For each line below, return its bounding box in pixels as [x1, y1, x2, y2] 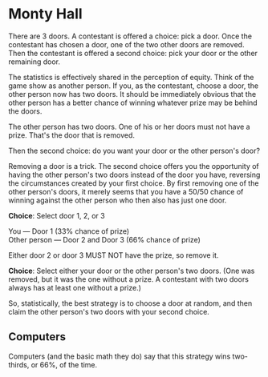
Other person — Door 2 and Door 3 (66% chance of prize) [8, 235, 201, 244]
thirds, [8, 359, 30, 369]
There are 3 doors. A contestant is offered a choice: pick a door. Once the [8, 31, 253, 41]
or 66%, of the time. [30, 359, 98, 369]
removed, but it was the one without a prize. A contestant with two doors [8, 274, 249, 284]
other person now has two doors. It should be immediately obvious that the [8, 89, 257, 98]
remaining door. [8, 57, 60, 66]
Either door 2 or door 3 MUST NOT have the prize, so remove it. [8, 250, 219, 260]
